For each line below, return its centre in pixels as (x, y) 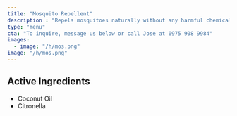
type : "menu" (26, 27)
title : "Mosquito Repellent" (50, 14)
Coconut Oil (35, 98)
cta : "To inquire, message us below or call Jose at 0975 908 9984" (110, 33)
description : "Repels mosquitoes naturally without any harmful (105, 20)
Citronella (31, 105)
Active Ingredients (49, 82)
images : (19, 40)
